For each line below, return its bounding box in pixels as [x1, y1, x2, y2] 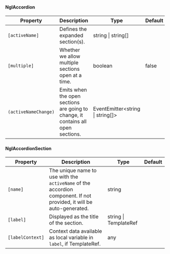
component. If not [49, 192, 92, 199]
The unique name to [49, 167, 97, 174]
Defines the [59, 25, 87, 32]
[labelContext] [8, 235, 45, 240]
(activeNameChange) [8, 109, 55, 115]
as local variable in [49, 234, 94, 241]
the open [59, 93, 81, 100]
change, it [59, 111, 83, 118]
